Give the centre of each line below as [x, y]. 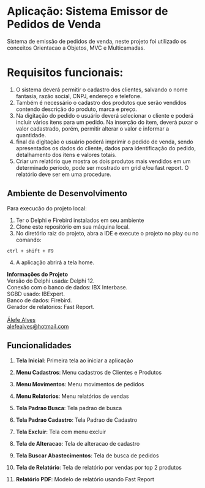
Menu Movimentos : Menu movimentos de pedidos [80, 384]
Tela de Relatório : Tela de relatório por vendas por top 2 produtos [99, 467]
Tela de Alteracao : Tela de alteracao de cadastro [78, 443]
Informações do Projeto [37, 274]
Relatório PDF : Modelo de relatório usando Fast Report [85, 479]
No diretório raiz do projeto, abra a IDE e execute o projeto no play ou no [107, 233]
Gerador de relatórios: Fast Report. [51, 307]
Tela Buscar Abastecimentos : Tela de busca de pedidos [87, 456]
